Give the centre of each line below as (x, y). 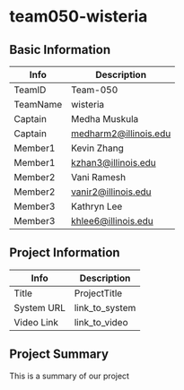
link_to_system (105, 308)
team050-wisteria (79, 17)
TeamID (30, 90)
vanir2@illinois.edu (111, 192)
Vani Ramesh (98, 177)
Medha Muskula (105, 119)
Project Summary (59, 355)
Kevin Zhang (97, 148)
